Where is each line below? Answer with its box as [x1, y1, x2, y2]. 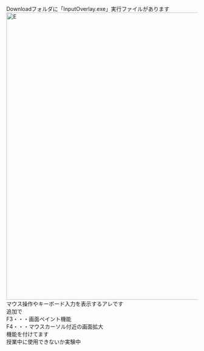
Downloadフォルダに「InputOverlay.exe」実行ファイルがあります [6, 5, 170, 12]
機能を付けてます [6, 330, 49, 338]
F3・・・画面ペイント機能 [6, 315, 72, 322]
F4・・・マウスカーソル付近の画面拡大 [6, 323, 104, 330]
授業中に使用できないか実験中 [6, 338, 81, 345]
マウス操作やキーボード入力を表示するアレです [6, 300, 123, 307]
